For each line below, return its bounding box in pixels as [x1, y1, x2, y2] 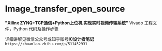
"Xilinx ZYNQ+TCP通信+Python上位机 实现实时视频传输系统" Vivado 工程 [5, 20, 153, 25]
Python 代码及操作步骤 [13, 25, 59, 32]
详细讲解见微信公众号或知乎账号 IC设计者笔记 [5, 36, 94, 42]
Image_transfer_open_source [5, 3, 125, 14]
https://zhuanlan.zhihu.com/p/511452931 [5, 41, 88, 46]
